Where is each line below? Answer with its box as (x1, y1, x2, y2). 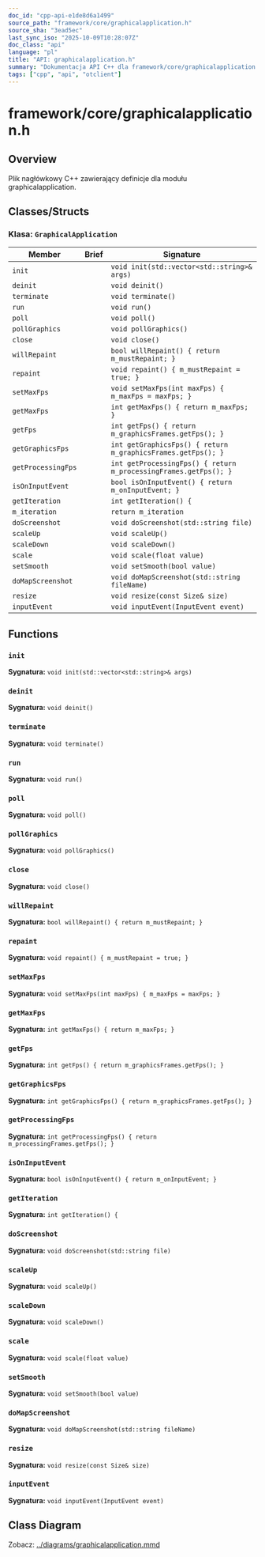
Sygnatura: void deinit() (8, 703, 94, 712)
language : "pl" (8, 48, 58, 56)
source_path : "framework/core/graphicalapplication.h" (8, 19, 192, 27)
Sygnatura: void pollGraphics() (8, 845, 115, 855)
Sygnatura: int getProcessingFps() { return (8, 1132, 158, 1141)
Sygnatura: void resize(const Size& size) (8, 1460, 150, 1469)
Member (28, 249, 62, 260)
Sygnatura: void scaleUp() (8, 1282, 97, 1291)
